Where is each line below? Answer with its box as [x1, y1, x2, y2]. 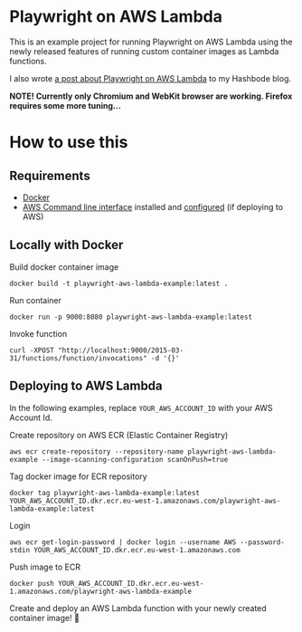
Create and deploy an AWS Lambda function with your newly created [9, 602, 267, 613]
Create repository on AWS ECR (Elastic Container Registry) [9, 429, 229, 440]
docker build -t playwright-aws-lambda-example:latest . [9, 279, 229, 288]
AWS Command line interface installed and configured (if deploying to [22, 201, 283, 212]
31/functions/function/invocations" [9, 353, 147, 363]
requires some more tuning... [9, 100, 122, 110]
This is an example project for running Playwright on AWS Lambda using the [9, 36, 293, 47]
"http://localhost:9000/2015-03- [57, 346, 184, 355]
